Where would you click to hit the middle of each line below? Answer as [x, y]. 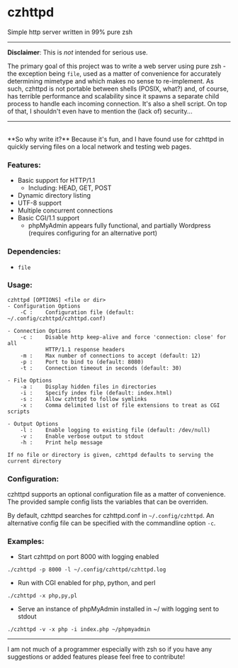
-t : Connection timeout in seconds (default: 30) [101, 368]
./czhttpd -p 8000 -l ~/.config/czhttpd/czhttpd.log [87, 570]
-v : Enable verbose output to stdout [82, 436]
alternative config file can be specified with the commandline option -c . [112, 523]
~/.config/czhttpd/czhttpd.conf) [57, 318]
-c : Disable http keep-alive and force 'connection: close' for [123, 337]
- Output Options [33, 424]
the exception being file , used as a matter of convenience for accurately [114, 73]
